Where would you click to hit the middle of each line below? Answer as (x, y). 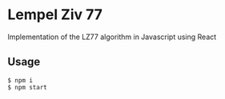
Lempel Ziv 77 (55, 15)
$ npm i (20, 80)
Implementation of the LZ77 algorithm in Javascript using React (112, 37)
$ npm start (27, 87)
